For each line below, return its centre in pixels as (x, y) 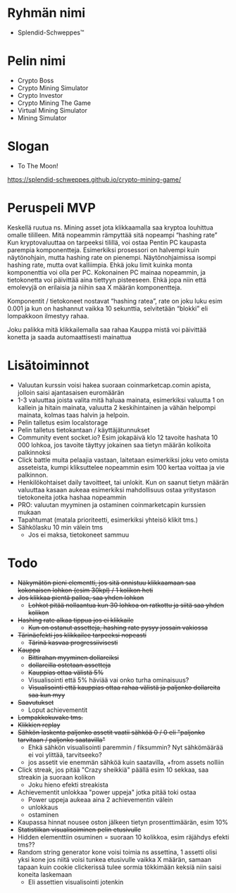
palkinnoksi (34, 452)
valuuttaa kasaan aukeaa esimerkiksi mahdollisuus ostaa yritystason (117, 489)
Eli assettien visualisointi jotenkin (76, 882)
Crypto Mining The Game (54, 103)
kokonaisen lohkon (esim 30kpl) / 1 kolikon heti (85, 590)
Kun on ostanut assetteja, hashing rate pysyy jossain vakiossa (118, 627)
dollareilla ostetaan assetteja (69, 665)
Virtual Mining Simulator (52, 110)
